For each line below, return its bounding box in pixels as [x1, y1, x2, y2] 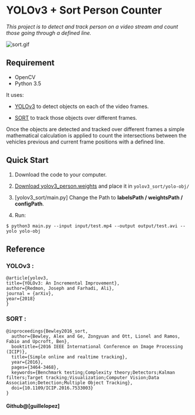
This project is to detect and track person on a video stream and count [6, 23, 179, 30]
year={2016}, [11, 359, 44, 365]
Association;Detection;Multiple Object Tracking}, [6, 380, 133, 385]
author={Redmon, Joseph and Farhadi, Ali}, [6, 286, 115, 292]
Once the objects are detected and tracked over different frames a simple [6, 125, 184, 133]
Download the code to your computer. [14, 171, 107, 178]
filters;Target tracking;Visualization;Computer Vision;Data [6, 374, 160, 381]
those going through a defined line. [6, 29, 92, 36]
